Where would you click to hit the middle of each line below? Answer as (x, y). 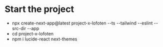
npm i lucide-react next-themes (44, 39)
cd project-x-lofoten (32, 33)
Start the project (39, 9)
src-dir (19, 28)
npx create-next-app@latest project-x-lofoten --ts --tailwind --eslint (82, 23)
